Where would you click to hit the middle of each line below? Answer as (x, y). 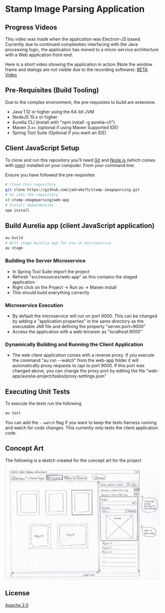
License (17, 593)
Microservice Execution (34, 305)
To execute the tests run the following (43, 404)
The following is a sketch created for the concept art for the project (73, 460)
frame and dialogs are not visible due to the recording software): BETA (77, 69)
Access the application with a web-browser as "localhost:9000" (77, 332)
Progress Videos (31, 27)
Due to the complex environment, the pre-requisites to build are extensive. (81, 102)
